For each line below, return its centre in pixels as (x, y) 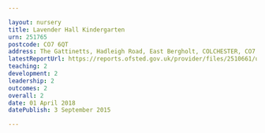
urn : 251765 (28, 37)
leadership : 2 (32, 81)
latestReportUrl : (37, 59)
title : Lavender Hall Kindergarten (67, 30)
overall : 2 (26, 95)
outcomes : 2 (28, 88)
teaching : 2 (28, 66)
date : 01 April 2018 (42, 103)
